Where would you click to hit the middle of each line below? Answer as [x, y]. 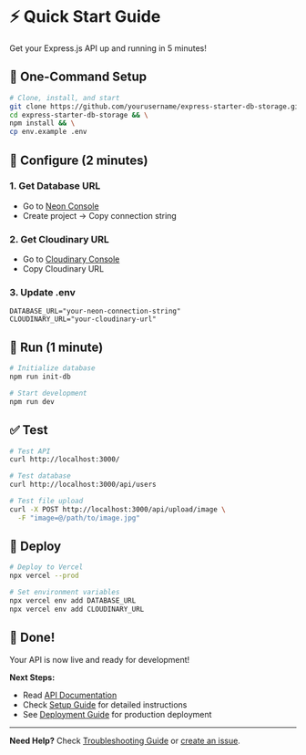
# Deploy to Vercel [46, 567]
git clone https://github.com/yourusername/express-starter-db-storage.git [156, 106]
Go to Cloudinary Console [71, 259]
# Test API [30, 451]
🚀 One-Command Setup [78, 77]
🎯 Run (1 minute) [56, 347]
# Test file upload [46, 502]
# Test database [40, 476]
